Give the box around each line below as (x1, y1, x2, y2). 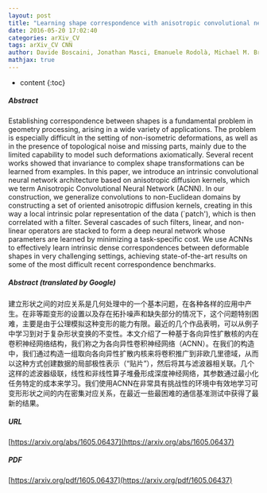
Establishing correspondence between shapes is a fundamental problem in (8, 116, 253, 126)
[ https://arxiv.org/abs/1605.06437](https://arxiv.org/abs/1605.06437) (8, 437, 234, 446)
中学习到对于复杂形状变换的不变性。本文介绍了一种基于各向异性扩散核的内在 (8, 328, 259, 338)
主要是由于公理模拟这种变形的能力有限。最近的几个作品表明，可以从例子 (21, 319, 259, 328)
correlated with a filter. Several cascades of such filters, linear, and (8, 217, 227, 227)
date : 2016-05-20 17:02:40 (8, 26, 98, 34)
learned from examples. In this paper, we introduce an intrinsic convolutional (8, 166, 259, 176)
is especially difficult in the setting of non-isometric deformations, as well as (8, 133, 258, 142)
